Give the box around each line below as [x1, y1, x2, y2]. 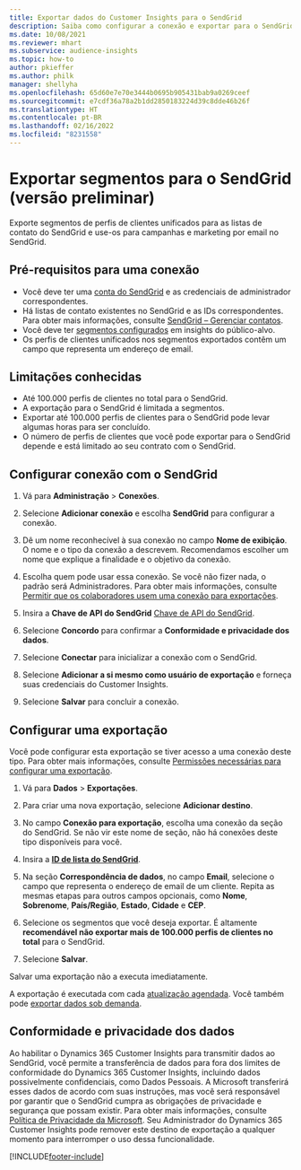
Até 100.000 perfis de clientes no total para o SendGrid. [21, 393, 228, 404]
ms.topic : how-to [9, 55, 74, 64]
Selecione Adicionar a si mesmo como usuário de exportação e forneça [21, 669, 292, 680]
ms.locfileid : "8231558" [9, 130, 102, 139]
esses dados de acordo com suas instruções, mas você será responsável [9, 1086, 280, 1096]
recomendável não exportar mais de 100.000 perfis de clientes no [21, 927, 273, 938]
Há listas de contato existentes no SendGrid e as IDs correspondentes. [21, 305, 284, 316]
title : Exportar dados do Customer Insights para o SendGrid [9, 13, 243, 22]
